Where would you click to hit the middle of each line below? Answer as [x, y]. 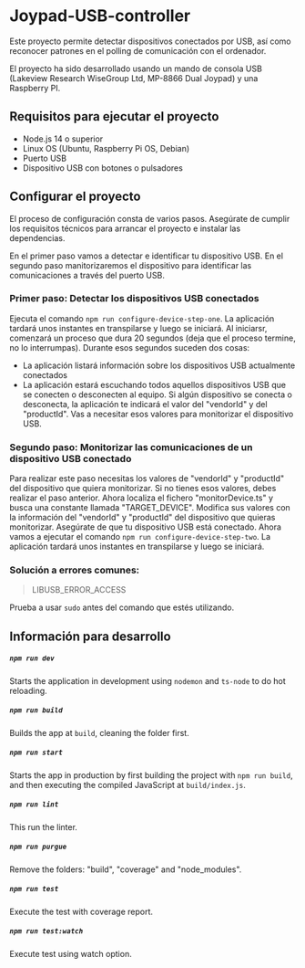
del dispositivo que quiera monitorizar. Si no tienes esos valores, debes [143, 489]
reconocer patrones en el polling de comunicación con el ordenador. [138, 50]
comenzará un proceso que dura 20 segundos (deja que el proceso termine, [152, 338]
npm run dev [32, 658]
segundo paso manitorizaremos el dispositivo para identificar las [131, 265]
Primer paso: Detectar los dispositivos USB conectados [134, 299]
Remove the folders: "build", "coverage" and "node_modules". [126, 869]
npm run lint [34, 805]
